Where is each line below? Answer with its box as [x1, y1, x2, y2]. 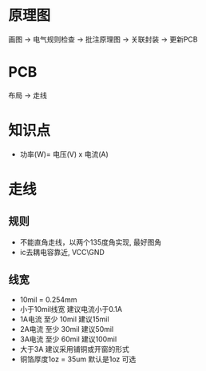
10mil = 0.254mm [19, 294, 77, 304]
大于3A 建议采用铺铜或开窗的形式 [19, 344, 130, 353]
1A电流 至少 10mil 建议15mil [19, 314, 109, 324]
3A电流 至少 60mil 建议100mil [19, 334, 117, 344]
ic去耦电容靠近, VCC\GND [19, 247, 105, 257]
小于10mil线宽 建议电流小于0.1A [19, 304, 122, 313]
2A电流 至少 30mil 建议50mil [19, 324, 114, 333]
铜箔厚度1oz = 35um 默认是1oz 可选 [19, 354, 137, 364]
